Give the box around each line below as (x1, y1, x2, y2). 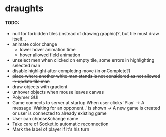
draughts (5, 3, 44, 14)
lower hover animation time (19, 47, 76, 53)
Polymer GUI (12, 94, 39, 100)
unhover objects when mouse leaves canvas (12, 89, 104, 95)
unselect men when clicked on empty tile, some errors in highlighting (12, 57, 155, 63)
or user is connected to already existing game (12, 110, 107, 116)
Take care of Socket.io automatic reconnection (12, 121, 109, 127)
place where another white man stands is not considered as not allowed (12, 73, 161, 79)
